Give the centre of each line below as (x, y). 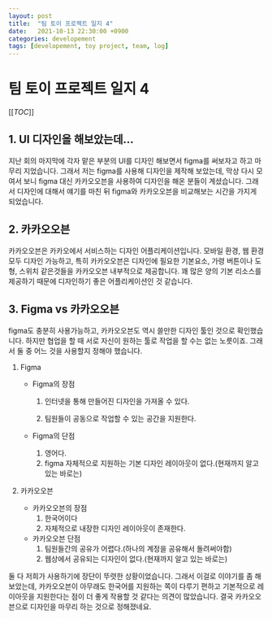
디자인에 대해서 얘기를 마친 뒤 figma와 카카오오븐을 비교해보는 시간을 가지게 (137, 191)
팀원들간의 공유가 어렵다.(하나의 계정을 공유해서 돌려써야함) (138, 548)
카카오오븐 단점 (56, 538)
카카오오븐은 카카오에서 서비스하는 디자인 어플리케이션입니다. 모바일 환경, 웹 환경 (136, 251)
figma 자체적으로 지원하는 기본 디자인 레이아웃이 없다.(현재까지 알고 (152, 463)
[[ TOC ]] (21, 112)
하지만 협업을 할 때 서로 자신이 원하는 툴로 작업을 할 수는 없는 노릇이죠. (137, 340)
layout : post (30, 16)
